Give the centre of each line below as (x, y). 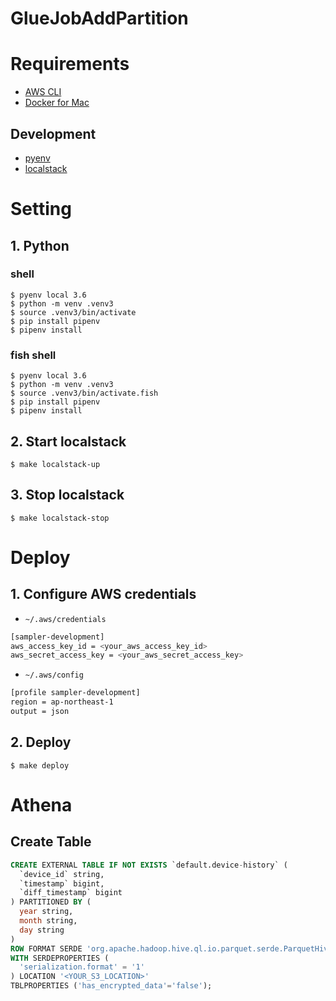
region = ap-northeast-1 (62, 702)
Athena (41, 804)
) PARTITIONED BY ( (51, 902)
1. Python (40, 245)
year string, (46, 912)
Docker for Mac (57, 103)
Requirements (70, 64)
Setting (41, 209)
